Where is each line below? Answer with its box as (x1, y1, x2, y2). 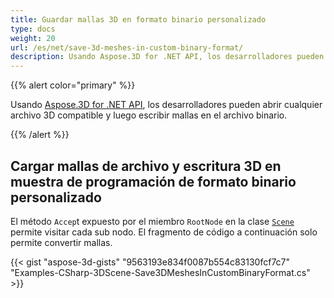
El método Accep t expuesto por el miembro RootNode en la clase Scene (10, 215, 295, 227)
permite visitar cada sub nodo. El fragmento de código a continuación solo (10, 226, 318, 238)
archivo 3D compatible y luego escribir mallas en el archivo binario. (10, 109, 288, 121)
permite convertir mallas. (10, 236, 113, 248)
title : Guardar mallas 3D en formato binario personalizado (10, 14, 267, 25)
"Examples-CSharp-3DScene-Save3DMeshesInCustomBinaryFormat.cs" (10, 266, 311, 278)
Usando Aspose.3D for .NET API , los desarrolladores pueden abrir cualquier (10, 99, 323, 111)
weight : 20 (10, 33, 56, 43)
